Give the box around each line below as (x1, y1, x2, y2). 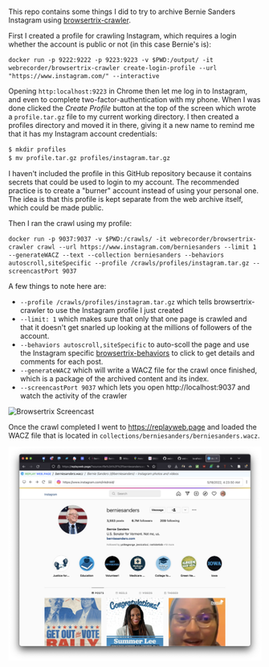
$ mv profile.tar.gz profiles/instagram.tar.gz (8, 154, 171, 162)
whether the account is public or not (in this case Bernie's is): (8, 39, 211, 49)
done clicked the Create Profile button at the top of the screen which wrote (8, 104, 257, 113)
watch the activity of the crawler (19, 390, 128, 401)
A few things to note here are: (8, 281, 107, 290)
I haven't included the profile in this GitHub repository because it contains (8, 168, 252, 178)
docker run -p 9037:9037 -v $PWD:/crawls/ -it (8, 235, 167, 243)
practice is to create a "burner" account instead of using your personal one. (8, 185, 259, 196)
